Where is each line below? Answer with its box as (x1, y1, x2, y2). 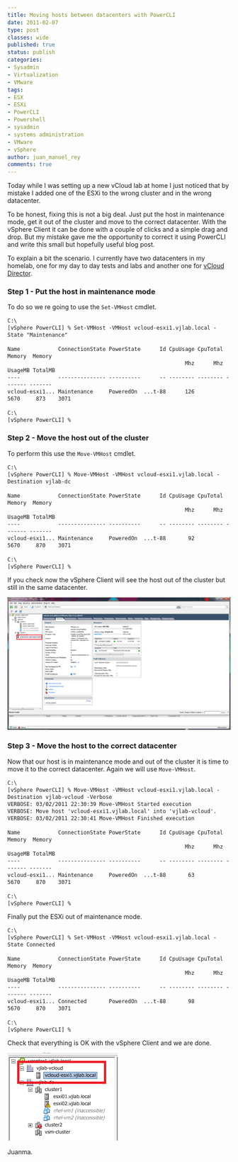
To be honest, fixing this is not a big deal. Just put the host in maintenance (7, 210, 225, 219)
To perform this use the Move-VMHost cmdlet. (7, 449, 136, 457)
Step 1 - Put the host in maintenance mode (7, 287, 156, 297)
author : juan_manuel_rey (7, 153, 81, 161)
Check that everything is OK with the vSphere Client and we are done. (7, 1039, 212, 1047)
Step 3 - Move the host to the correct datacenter (7, 741, 177, 751)
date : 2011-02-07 (7, 18, 59, 26)
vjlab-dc (45, 478, 72, 485)
